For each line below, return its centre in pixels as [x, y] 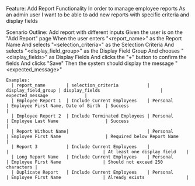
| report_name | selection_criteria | [81, 85]
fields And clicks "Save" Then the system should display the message [90, 63]
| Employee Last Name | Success [68, 121]
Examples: [18, 80]
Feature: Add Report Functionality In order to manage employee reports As [96, 8]
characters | [22, 167]
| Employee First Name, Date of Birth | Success [68, 106]
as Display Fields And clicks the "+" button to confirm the [118, 57]
